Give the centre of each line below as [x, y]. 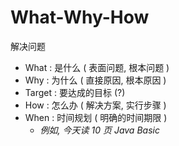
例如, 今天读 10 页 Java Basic [99, 130]
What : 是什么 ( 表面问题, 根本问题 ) [97, 67]
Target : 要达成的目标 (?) [75, 92]
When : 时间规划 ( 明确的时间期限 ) [96, 117]
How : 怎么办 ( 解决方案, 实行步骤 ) [95, 105]
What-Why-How [80, 17]
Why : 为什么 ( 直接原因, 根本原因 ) [95, 80]
